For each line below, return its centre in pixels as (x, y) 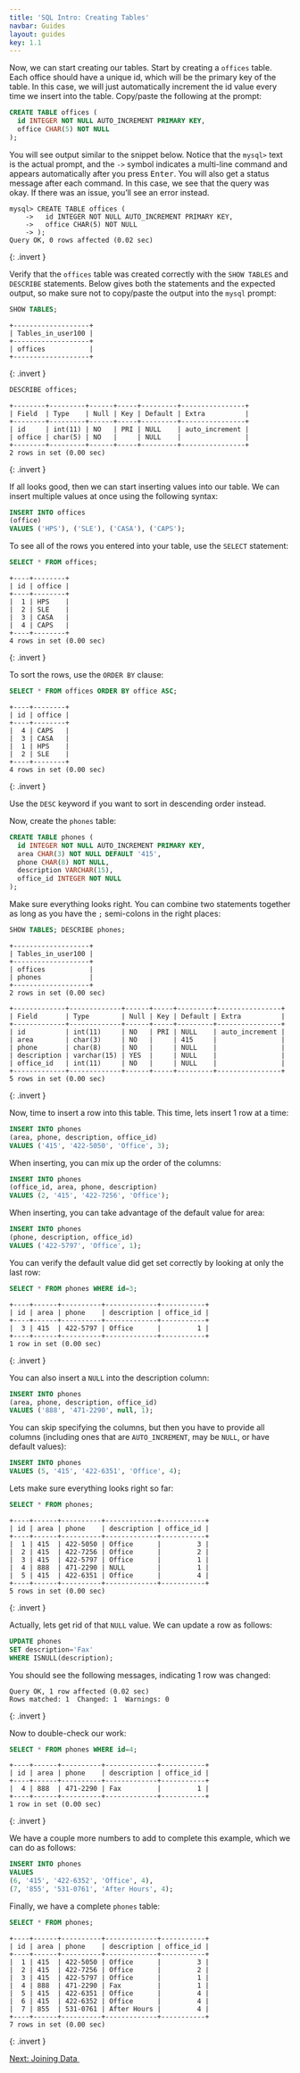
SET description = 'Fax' (51, 1649)
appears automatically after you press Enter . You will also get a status (139, 173)
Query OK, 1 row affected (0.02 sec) (79, 1691)
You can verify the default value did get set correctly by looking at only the (146, 1262)
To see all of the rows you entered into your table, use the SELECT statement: (149, 546)
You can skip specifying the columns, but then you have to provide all (137, 1428)
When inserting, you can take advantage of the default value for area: (137, 1213)
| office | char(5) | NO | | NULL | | (129, 437)
